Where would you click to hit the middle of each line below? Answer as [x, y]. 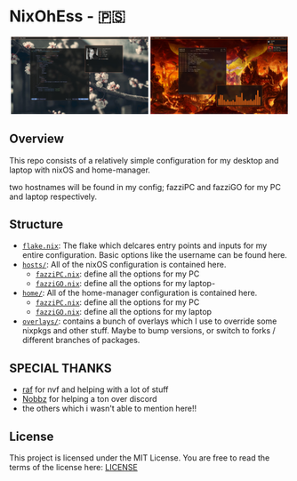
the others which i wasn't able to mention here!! [109, 409]
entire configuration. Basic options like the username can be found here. [154, 255]
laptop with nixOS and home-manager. [80, 170]
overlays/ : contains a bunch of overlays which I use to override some [149, 321]
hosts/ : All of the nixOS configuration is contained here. [124, 265]
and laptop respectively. [53, 196]
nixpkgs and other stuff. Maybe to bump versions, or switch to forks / [148, 331]
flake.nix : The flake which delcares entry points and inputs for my [144, 245]
